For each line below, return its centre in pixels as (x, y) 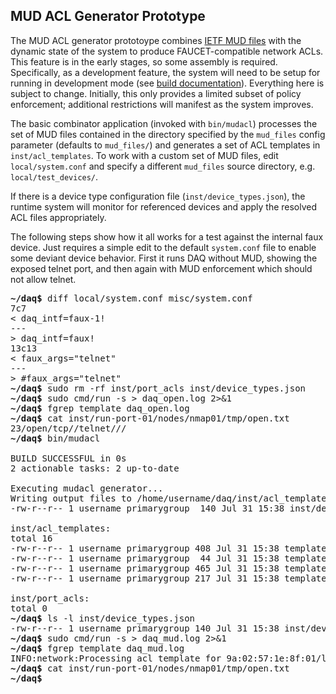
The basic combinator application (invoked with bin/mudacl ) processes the (164, 123)
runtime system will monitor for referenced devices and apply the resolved (164, 206)
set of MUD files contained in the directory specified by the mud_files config (168, 134)
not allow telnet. (43, 279)
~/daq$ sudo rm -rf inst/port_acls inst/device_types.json (158, 388)
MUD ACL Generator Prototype (108, 16)
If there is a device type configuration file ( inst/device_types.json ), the (158, 196)
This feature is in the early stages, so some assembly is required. (144, 61)
